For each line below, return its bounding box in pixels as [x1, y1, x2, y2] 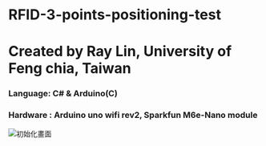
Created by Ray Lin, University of [8, 43, 232, 61]
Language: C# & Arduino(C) [8, 88, 118, 99]
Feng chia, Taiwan [8, 59, 131, 78]
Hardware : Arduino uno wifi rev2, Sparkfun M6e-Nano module [8, 110, 258, 121]
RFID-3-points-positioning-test [8, 6, 222, 24]
